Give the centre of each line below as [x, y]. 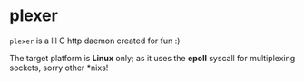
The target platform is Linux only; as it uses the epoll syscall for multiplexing [152, 58]
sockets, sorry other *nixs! [59, 68]
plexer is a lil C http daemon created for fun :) [95, 41]
